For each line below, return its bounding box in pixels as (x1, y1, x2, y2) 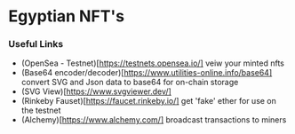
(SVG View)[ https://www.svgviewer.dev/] (20, 86, 172, 97)
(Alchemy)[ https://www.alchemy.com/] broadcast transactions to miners (20, 114, 287, 125)
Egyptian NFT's (8, 6, 125, 27)
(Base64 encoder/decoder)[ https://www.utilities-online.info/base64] (20, 67, 273, 78)
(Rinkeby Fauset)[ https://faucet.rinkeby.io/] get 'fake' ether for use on (20, 96, 277, 106)
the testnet (20, 105, 61, 116)
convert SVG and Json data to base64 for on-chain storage (20, 77, 239, 88)
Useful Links (8, 38, 64, 51)
